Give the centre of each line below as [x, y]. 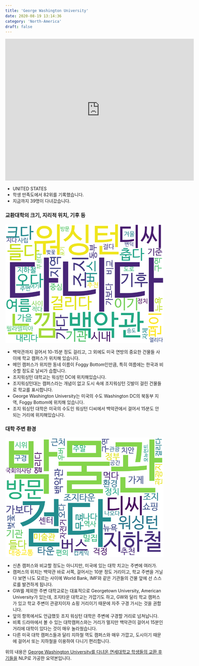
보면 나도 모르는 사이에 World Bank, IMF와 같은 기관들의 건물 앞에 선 [85, 578]
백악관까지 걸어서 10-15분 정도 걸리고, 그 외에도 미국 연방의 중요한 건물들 [83, 352]
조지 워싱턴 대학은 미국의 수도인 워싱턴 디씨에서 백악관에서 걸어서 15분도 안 [86, 408]
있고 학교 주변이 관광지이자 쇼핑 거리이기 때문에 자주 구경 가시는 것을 [85, 603]
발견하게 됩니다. [37, 584]
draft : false [19, 27]
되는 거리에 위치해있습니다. [39, 415]
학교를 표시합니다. [35, 389]
